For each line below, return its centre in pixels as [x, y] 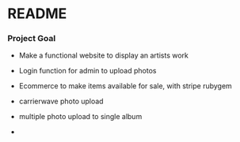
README [37, 14]
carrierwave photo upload [61, 101]
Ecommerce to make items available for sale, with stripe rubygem [126, 86]
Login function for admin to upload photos [88, 71]
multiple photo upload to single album [80, 117]
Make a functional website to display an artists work [104, 55]
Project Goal [32, 39]
